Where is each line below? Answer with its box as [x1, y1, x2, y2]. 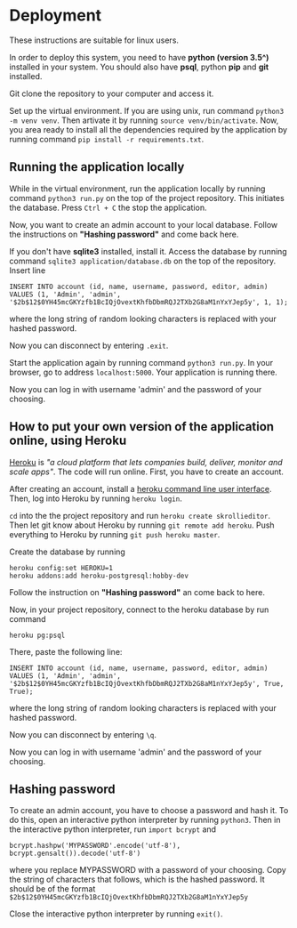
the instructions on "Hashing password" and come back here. [9, 229, 239, 239]
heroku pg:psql [9, 631, 66, 640]
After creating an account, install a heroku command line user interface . [9, 483, 272, 494]
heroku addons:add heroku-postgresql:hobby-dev [9, 571, 189, 580]
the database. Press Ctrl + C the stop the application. [9, 202, 207, 213]
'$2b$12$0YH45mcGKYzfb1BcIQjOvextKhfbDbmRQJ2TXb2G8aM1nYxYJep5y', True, [9, 679, 285, 688]
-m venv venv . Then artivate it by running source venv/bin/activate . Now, [9, 115, 279, 125]
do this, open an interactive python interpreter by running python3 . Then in [9, 815, 281, 826]
